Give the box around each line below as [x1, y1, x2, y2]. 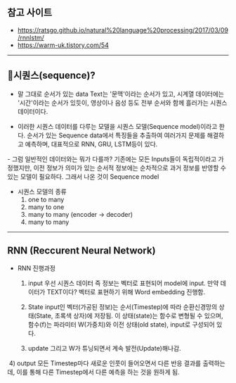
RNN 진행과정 [17, 264, 56, 272]
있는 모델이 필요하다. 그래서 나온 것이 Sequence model [7, 172, 159, 181]
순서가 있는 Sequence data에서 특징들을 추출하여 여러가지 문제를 [27, 131, 206, 139]
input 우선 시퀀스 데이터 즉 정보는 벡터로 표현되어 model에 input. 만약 [27, 279, 219, 287]
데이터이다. [17, 107, 48, 115]
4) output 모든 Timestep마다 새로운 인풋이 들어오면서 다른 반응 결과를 [8, 359, 202, 368]
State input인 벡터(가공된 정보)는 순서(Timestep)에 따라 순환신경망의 [27, 303, 218, 311]
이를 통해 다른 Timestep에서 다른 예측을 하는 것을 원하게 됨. [16, 368, 181, 377]
